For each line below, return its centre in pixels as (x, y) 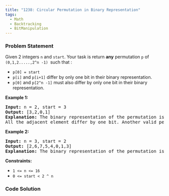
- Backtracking (26, 24)
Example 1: (17, 98)
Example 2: (17, 132)
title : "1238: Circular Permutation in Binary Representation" (73, 10)
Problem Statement (29, 46)
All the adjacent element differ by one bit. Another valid (81, 122)
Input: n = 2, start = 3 (36, 107)
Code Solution (23, 189)
